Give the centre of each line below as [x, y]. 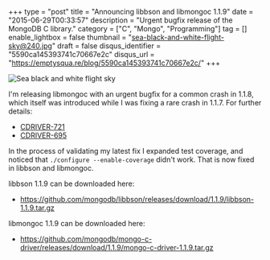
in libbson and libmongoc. [51, 168]
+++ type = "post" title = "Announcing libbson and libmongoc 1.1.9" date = [131, 12]
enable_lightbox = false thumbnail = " [70, 37]
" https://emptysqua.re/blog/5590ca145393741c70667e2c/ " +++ [115, 63]
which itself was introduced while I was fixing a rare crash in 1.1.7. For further [135, 103]
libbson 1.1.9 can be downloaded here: [72, 184]
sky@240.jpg [30, 46]
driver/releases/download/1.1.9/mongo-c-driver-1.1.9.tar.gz [117, 248]
